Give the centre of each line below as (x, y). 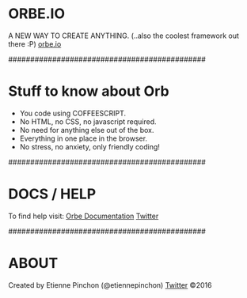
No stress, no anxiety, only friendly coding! (90, 146)
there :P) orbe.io (35, 43)
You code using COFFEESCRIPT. (73, 113)
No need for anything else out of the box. (87, 130)
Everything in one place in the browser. (84, 138)
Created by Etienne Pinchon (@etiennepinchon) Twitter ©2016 (110, 285)
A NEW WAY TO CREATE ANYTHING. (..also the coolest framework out (124, 36)
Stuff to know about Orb (89, 91)
